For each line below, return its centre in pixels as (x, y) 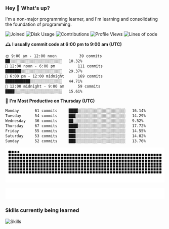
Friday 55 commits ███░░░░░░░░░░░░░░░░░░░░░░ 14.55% (75, 131)
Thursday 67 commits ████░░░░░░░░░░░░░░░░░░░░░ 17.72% (75, 126)
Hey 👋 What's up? (28, 8)
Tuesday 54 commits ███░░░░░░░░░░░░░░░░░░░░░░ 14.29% (75, 116)
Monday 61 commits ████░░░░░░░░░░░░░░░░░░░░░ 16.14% (75, 111)
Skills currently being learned (42, 210)
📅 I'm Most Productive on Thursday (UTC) (50, 101)
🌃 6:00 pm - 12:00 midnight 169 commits (54, 76)
